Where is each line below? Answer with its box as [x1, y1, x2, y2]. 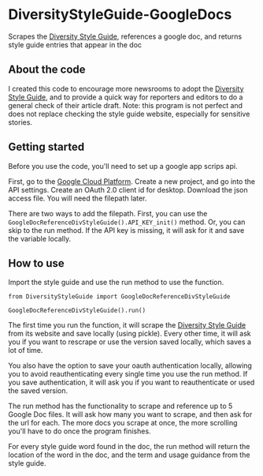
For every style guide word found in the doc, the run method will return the [8, 442, 250, 452]
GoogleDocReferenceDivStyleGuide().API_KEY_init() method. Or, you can [8, 217, 246, 227]
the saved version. [8, 386, 69, 395]
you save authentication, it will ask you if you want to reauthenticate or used [8, 377, 255, 388]
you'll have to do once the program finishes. [8, 426, 151, 436]
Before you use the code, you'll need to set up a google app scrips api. [8, 161, 238, 171]
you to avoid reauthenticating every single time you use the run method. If [8, 369, 248, 379]
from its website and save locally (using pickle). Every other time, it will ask [8, 329, 252, 339]
